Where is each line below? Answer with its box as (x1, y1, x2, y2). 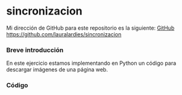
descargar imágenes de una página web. (6, 66, 108, 73)
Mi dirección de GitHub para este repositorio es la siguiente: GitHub (6, 24, 175, 31)
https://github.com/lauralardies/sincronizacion (6, 30, 122, 38)
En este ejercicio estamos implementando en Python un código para (6, 59, 177, 67)
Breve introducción (6, 45, 63, 54)
